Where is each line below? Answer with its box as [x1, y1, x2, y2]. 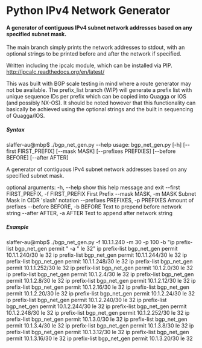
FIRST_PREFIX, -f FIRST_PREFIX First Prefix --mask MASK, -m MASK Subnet [6, 190, 197, 198]
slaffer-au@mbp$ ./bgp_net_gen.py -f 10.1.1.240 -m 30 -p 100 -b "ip [6, 239, 175, 246]
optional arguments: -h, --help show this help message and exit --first [6, 184, 180, 191]
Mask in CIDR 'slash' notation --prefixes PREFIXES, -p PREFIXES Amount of [6, 197, 194, 204]
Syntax [6, 126, 25, 133]
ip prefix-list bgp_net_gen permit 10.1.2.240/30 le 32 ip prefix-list [6, 297, 167, 304]
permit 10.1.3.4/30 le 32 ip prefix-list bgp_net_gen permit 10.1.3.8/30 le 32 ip [6, 322, 194, 329]
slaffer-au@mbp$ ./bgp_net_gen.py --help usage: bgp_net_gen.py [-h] [6, 141, 182, 149]
